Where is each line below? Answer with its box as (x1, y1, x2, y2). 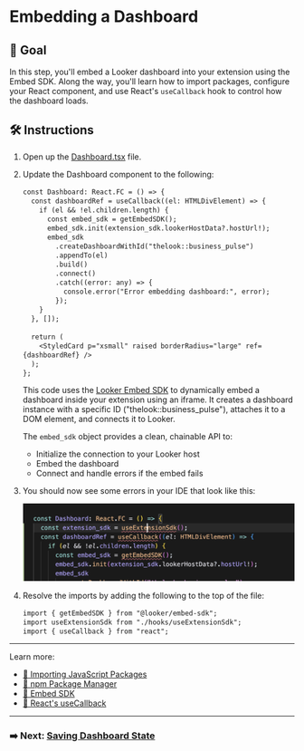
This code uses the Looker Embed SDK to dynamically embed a (22, 384, 261, 395)
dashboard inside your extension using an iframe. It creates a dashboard (22, 394, 294, 405)
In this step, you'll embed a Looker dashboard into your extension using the (9, 66, 290, 77)
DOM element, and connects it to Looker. (22, 413, 176, 424)
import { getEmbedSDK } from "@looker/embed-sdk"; (22, 609, 218, 618)
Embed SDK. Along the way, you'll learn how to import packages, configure (9, 76, 290, 87)
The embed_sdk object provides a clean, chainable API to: (22, 430, 233, 441)
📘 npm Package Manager (22, 679, 118, 689)
